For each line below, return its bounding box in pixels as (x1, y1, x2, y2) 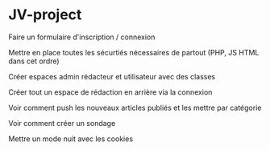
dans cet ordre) (8, 56, 60, 66)
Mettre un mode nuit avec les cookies (8, 134, 134, 144)
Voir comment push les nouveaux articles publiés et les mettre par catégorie (8, 103, 262, 112)
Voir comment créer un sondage (8, 118, 116, 128)
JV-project (8, 6, 82, 24)
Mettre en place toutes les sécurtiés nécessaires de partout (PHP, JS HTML (8, 47, 260, 57)
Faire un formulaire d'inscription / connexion (8, 32, 156, 42)
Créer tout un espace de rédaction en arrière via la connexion (8, 87, 213, 97)
